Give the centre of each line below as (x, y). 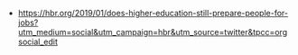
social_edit (38, 41)
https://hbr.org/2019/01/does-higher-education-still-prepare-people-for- (153, 13)
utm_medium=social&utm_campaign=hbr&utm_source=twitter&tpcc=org (152, 32)
